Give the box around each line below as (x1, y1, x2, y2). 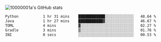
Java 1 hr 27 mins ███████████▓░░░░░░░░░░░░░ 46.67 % (5, 19, 156, 23)
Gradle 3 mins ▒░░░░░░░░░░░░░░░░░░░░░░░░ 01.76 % (5, 27, 156, 33)
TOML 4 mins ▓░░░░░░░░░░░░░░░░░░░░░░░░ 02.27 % (5, 23, 156, 28)
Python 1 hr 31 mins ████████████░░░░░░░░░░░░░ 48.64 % (5, 14, 156, 19)
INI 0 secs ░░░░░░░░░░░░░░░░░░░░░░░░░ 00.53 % (5, 32, 156, 37)
